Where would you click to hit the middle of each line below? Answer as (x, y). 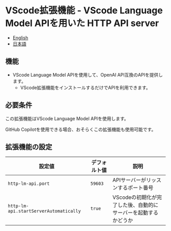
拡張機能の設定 (29, 147)
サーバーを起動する (135, 213)
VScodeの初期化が (135, 197)
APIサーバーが (129, 180)
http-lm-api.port (29, 184)
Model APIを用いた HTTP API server (82, 23)
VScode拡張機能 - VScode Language (84, 10)
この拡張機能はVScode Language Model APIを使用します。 (67, 119)
